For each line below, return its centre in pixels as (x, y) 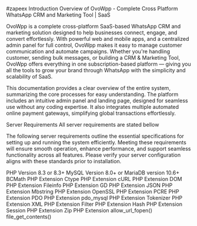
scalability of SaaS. (30, 77)
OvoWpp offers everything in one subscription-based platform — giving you (98, 64)
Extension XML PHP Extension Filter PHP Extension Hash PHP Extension (94, 204)
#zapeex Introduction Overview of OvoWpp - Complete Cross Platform (92, 9)
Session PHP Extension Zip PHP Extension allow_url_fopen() (79, 210)
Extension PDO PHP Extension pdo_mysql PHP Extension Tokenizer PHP (94, 198)
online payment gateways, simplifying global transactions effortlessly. (91, 113)
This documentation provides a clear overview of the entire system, (88, 88)
